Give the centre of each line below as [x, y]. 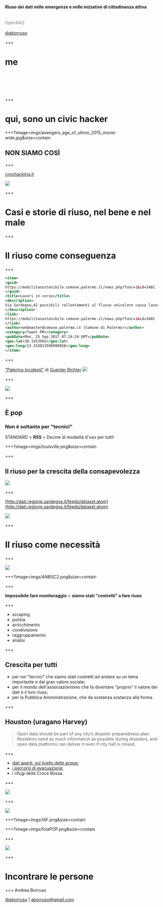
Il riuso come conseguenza [61, 256]
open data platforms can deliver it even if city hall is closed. [76, 744]
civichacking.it [19, 174]
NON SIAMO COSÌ [33, 153]
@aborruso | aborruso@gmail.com [40, 899]
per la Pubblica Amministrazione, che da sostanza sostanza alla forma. [83, 697]
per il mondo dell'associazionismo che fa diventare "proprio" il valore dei [85, 687]
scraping [21, 615]
